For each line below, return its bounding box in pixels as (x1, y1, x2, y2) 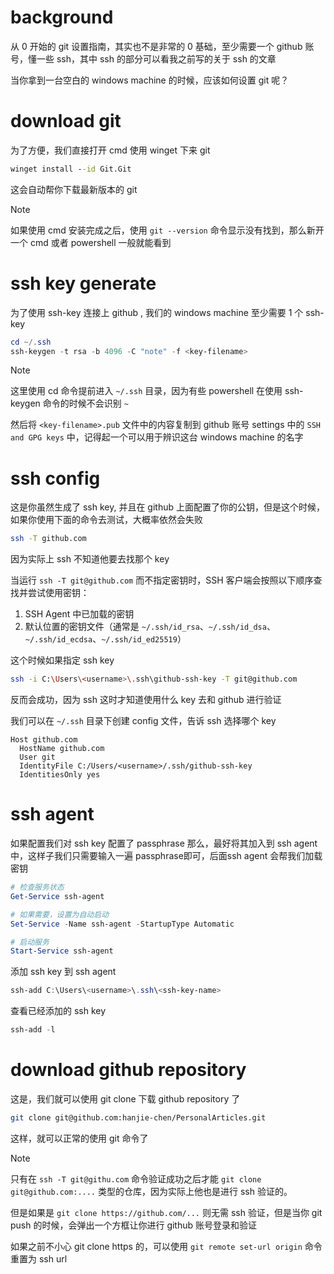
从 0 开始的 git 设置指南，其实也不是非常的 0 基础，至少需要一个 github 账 (10, 40, 315, 52)
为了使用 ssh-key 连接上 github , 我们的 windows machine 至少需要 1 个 (10, 306, 304, 318)
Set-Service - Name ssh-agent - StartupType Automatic (10, 919, 235, 929)
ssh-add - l (10, 1025, 56, 1035)
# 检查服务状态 (10, 882, 65, 893)
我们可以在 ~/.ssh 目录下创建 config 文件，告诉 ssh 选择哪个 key (10, 715, 277, 727)
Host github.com (10, 735, 78, 745)
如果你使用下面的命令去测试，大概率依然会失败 (10, 514, 203, 526)
